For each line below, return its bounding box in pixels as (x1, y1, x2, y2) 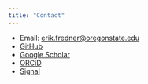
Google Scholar (19, 49, 71, 59)
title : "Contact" (8, 11, 65, 20)
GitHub (19, 41, 43, 51)
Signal (19, 66, 41, 75)
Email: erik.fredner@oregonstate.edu (19, 33, 140, 42)
